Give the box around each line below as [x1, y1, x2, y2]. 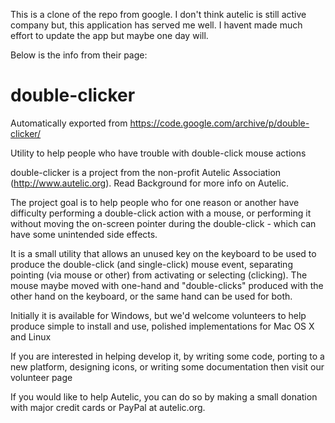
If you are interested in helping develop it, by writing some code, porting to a [10, 350, 325, 362]
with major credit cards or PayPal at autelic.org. [10, 401, 206, 413]
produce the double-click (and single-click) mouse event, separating [10, 258, 293, 270]
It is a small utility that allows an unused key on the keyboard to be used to [10, 247, 317, 259]
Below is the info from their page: [10, 49, 148, 61]
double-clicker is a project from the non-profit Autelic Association [10, 166, 282, 178]
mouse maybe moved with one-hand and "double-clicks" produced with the [10, 279, 324, 291]
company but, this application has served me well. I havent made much [10, 19, 303, 31]
